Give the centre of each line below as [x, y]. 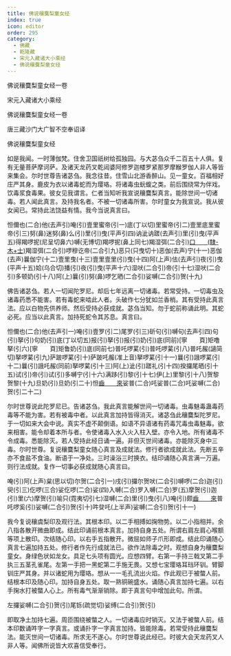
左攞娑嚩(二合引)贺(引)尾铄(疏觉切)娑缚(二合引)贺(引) [81, 605]
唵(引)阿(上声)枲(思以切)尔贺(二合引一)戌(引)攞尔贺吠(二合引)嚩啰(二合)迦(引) [115, 481]
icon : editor [26, 26]
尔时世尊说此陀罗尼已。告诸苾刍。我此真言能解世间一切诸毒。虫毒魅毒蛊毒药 [115, 406]
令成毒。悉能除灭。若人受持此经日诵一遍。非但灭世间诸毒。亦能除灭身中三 [112, 441]
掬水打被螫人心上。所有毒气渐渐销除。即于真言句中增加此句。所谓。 [109, 590]
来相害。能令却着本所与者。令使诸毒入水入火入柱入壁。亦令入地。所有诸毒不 [115, 432]
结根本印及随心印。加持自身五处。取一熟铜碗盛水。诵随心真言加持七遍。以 [112, 582]
